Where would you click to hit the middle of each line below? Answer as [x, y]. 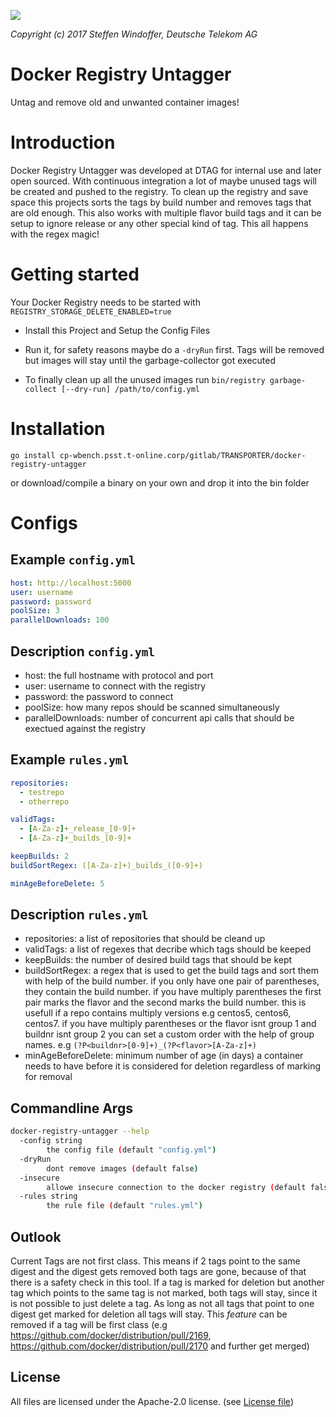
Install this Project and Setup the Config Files [117, 330]
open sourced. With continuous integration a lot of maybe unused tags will [163, 181]
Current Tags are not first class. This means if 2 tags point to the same [155, 1261]
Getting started [75, 274]
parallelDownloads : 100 [60, 620]
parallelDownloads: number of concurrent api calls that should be [159, 717]
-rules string [48, 1196]
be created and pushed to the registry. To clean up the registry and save [159, 191]
